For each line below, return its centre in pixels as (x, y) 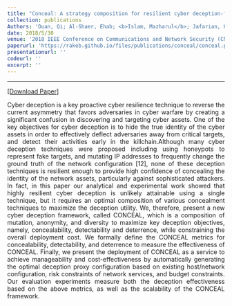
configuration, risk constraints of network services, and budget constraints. (116, 273)
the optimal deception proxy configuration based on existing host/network (116, 267)
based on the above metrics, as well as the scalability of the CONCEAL (116, 289)
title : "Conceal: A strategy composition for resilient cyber (98, 13)
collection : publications (44, 20)
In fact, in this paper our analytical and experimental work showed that (116, 186)
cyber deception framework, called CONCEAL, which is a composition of (116, 215)
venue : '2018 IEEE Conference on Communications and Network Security (111, 39)
